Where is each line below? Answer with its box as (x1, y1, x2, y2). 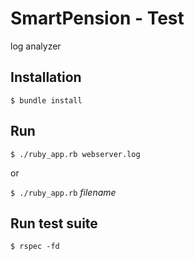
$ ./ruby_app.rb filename (10, 186, 117, 198)
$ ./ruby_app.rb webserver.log (10, 149, 141, 159)
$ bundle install (10, 95, 83, 106)
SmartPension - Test (10, 7, 185, 30)
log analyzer (10, 40, 62, 52)
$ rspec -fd (10, 242, 60, 252)
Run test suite (10, 215, 98, 232)
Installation (10, 69, 82, 86)
